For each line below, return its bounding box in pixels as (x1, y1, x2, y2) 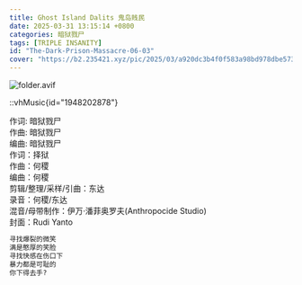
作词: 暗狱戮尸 (9, 116, 61, 126)
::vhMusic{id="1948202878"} (9, 97, 119, 108)
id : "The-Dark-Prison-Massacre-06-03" (9, 47, 155, 56)
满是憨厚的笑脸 (9, 243, 57, 252)
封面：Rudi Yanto (9, 217, 74, 227)
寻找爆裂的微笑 (9, 235, 57, 244)
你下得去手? (9, 268, 48, 277)
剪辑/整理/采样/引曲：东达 (9, 183, 105, 193)
